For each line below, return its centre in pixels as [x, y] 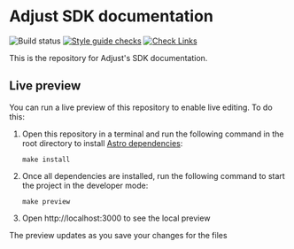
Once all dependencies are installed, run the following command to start [153, 175]
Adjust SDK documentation [112, 16]
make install [46, 160]
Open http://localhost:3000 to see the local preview [116, 218]
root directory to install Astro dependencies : [102, 143]
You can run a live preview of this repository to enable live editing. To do [141, 107]
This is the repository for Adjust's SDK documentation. [108, 58]
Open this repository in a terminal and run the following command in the [153, 134]
